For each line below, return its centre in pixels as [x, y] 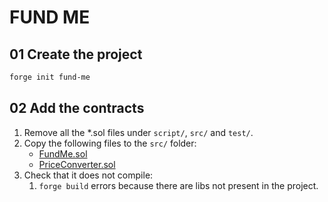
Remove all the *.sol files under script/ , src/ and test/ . [138, 132]
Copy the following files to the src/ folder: [110, 143]
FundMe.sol [63, 153]
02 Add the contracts [77, 108]
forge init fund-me [50, 77]
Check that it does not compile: [88, 175]
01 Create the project [76, 54]
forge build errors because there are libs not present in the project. [178, 185]
